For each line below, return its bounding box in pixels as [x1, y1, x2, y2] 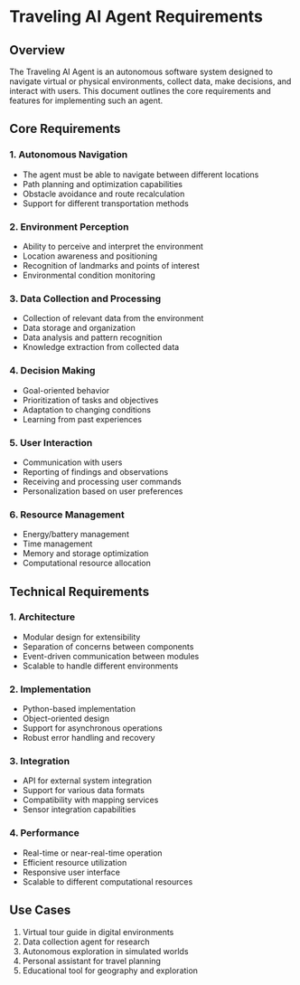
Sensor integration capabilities [22, 804, 136, 815]
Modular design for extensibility [22, 631, 141, 642]
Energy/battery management [22, 529, 129, 540]
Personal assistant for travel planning [22, 955, 161, 966]
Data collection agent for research [22, 936, 150, 947]
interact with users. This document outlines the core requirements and [9, 86, 271, 96]
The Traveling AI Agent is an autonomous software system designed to [9, 66, 274, 77]
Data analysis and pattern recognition [22, 332, 163, 343]
